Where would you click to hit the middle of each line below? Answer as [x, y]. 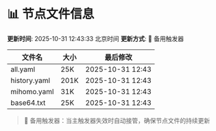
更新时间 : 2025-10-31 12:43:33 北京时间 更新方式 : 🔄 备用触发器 [95, 38]
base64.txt [28, 102]
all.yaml [23, 69]
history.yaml [30, 80]
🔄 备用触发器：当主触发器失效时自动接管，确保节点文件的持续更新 [117, 120]
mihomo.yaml [32, 91]
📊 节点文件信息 [51, 14]
